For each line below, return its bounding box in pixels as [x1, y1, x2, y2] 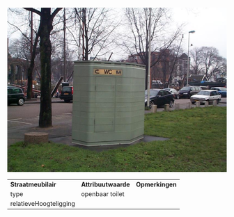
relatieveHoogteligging [10, 200, 75, 208]
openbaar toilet [81, 190, 125, 198]
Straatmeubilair [10, 180, 57, 188]
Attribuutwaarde [81, 180, 130, 188]
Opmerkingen [135, 180, 177, 188]
